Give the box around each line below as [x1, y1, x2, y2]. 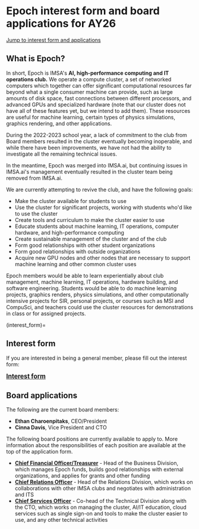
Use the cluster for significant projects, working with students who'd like [14, 204, 192, 211]
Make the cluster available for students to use [14, 197, 127, 204]
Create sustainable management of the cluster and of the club [14, 235, 167, 242]
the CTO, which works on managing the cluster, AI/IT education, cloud [14, 503, 187, 511]
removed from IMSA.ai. [6, 174, 63, 182]
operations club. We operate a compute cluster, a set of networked [6, 75, 172, 83]
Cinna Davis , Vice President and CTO [14, 424, 107, 431]
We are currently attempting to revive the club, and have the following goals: [6, 186, 193, 193]
